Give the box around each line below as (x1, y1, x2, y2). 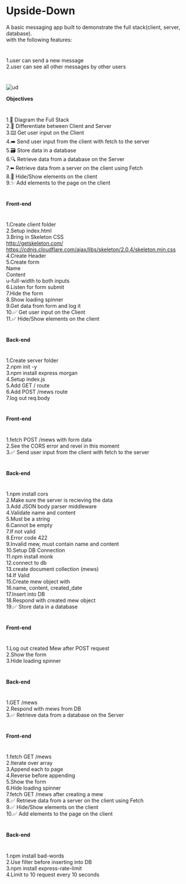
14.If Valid (6, 572, 30, 579)
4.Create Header (6, 252, 46, 259)
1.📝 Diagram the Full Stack (6, 116, 69, 123)
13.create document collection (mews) (6, 566, 99, 573)
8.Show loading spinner (6, 296, 64, 303)
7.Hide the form (6, 290, 44, 297)
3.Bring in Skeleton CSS (6, 233, 64, 240)
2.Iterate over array (6, 760, 53, 767)
